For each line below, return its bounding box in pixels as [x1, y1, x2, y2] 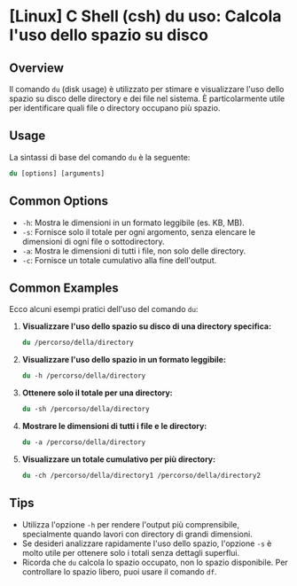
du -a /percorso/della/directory [21, 437, 146, 447]
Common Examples [9, 280, 120, 295]
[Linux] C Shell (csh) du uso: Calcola [9, 6, 282, 27]
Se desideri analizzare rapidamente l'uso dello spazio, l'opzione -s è [21, 538, 272, 549]
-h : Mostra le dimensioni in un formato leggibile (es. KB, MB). [21, 217, 246, 228]
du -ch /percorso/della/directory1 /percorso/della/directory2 [21, 471, 262, 480]
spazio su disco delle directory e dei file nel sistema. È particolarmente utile [9, 93, 285, 104]
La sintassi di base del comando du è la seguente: [9, 152, 191, 162]
